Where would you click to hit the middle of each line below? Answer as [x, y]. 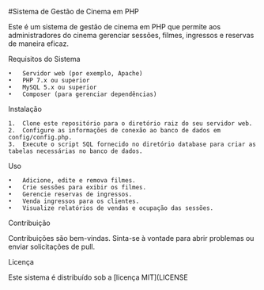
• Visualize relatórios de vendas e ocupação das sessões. [111, 208]
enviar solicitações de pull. [52, 246]
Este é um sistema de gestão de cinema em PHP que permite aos [115, 27]
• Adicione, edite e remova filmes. [72, 181]
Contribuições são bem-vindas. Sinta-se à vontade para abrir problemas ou [131, 238]
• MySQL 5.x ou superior [53, 87]
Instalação [25, 109]
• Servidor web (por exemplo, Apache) [76, 74]
